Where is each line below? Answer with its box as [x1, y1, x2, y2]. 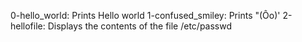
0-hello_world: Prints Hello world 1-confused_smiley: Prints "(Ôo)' [10, 10, 281, 21]
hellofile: [10, 20, 46, 32]
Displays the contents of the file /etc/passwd [47, 20, 233, 32]
